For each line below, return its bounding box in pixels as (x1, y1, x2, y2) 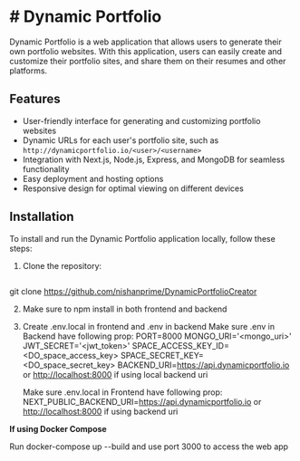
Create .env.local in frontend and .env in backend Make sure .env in (22, 321, 275, 331)
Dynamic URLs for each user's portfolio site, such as (22, 134, 219, 146)
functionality (22, 163, 70, 174)
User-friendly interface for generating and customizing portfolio (22, 115, 261, 126)
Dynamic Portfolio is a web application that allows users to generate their (9, 36, 283, 47)
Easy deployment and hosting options (22, 173, 164, 184)
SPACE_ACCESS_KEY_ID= (131, 340, 229, 351)
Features (9, 91, 61, 107)
